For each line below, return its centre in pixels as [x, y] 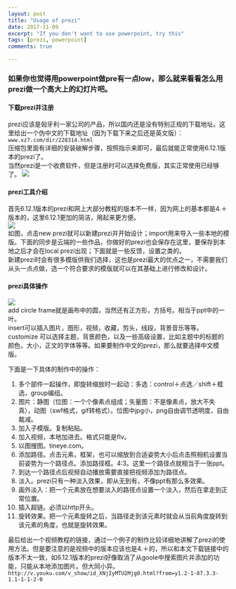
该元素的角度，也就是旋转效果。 [64, 524]
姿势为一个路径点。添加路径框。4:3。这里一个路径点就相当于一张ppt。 [126, 463]
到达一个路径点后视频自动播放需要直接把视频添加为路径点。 [104, 471]
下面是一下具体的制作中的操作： [54, 369]
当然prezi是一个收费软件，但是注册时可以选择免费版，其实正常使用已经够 [114, 165]
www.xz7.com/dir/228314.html [51, 140]
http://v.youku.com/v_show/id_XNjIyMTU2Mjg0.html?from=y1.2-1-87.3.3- [113, 573]
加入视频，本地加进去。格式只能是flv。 [74, 436]
